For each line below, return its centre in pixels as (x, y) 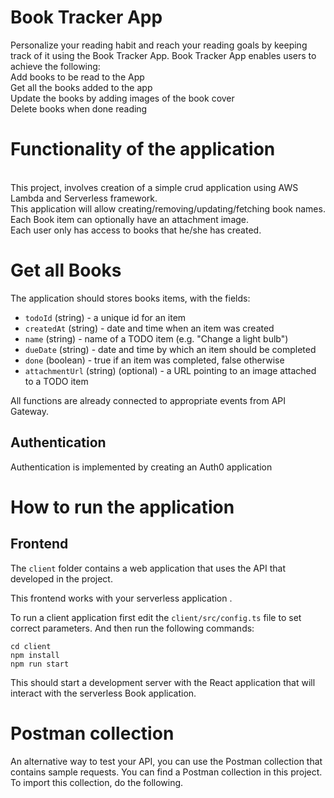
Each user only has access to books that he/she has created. (136, 230)
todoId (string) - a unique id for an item (105, 317)
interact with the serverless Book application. (103, 693)
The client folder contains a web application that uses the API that (148, 568)
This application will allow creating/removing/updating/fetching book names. (168, 208)
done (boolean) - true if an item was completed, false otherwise (154, 360)
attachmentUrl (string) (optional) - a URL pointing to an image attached (170, 370)
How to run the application (122, 507)
